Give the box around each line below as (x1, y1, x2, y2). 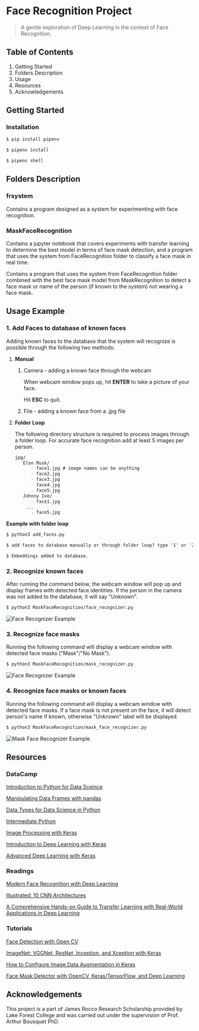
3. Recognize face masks (6, 630, 80, 638)
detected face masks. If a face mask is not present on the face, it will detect (6, 706, 191, 714)
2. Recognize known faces (6, 567, 84, 575)
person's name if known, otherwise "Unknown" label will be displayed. (6, 712, 178, 720)
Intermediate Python (6, 818, 56, 825)
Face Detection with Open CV (6, 937, 79, 945)
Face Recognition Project (6, 4, 132, 18)
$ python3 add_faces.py (6, 532, 65, 538)
